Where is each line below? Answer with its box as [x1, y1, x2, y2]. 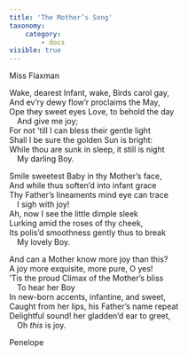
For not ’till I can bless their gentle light [9, 125, 151, 136]
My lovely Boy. [17, 237, 71, 248]
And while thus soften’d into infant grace [9, 180, 157, 191]
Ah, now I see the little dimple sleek [9, 209, 139, 219]
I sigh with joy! [17, 199, 70, 209]
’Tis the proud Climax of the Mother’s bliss [9, 272, 164, 284]
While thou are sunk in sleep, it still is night [9, 144, 166, 155]
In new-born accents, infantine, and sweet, [9, 292, 167, 303]
